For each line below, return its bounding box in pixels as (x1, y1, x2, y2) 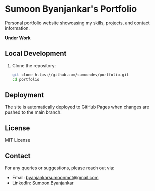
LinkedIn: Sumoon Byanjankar (12, 180, 74, 186)
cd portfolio (12, 77, 40, 82)
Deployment (5, 91, 44, 99)
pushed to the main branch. (5, 109, 62, 115)
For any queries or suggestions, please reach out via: (5, 165, 115, 171)
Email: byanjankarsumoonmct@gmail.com (12, 174, 99, 180)
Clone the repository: (12, 62, 56, 68)
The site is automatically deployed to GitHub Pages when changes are (5, 104, 150, 110)
